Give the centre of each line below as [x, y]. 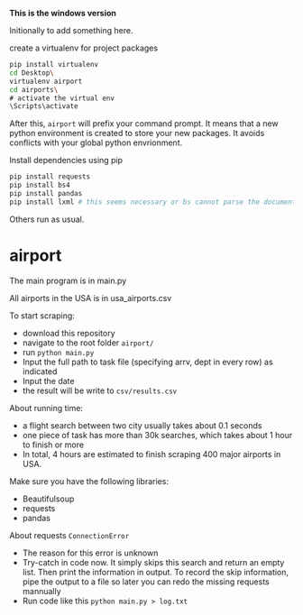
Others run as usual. [47, 219]
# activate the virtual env [62, 98]
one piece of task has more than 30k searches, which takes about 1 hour [157, 435]
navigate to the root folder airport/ [88, 343]
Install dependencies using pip [66, 161]
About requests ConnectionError [69, 535]
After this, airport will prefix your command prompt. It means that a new [144, 124]
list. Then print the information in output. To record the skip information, [156, 572]
